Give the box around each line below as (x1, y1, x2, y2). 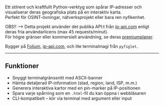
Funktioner (5, 62, 39, 70)
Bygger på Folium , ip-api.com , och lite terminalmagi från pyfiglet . (5, 44, 138, 49)
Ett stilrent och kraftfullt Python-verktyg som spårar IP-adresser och (5, 4, 142, 10)
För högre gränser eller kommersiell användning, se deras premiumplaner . (5, 34, 154, 40)
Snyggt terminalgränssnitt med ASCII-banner (12, 75, 103, 80)
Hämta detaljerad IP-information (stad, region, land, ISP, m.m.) (12, 80, 138, 86)
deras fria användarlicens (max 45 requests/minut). (5, 29, 108, 34)
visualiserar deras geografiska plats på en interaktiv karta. (5, 9, 122, 15)
